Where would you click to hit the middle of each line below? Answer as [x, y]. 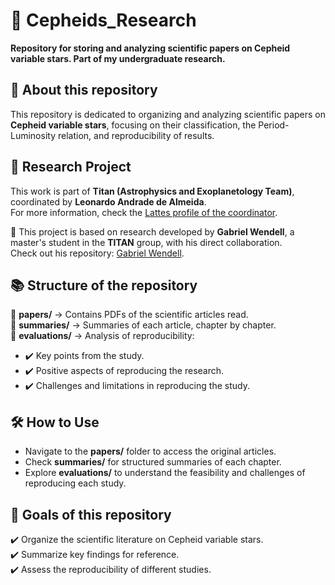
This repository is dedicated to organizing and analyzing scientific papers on [168, 114]
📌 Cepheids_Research [103, 20]
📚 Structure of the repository [104, 285]
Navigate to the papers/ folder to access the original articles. [150, 451]
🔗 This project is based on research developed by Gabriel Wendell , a [152, 231]
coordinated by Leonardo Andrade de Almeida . [108, 201]
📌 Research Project [71, 167]
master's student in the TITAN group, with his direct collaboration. [146, 242]
